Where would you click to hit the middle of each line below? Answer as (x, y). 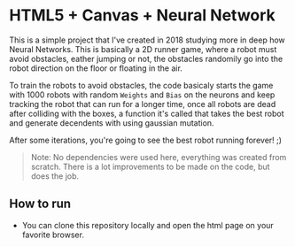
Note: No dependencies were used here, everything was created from (159, 157)
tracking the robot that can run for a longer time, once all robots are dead (143, 104)
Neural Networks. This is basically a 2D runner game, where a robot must (143, 49)
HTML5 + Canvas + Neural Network (143, 15)
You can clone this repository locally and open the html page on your (148, 225)
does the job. (55, 176)
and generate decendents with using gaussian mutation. (112, 123)
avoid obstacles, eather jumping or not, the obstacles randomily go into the (146, 58)
